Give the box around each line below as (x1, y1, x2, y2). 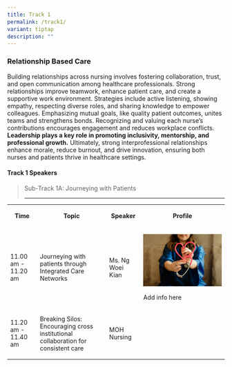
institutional (39, 329, 73, 337)
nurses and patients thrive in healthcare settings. (7, 152, 146, 161)
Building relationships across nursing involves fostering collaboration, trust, (7, 72, 222, 81)
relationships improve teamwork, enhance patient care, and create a (7, 87, 202, 95)
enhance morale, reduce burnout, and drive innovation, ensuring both (7, 146, 205, 154)
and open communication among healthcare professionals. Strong (7, 79, 195, 88)
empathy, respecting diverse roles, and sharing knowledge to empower (7, 101, 210, 110)
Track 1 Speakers (7, 169, 57, 177)
